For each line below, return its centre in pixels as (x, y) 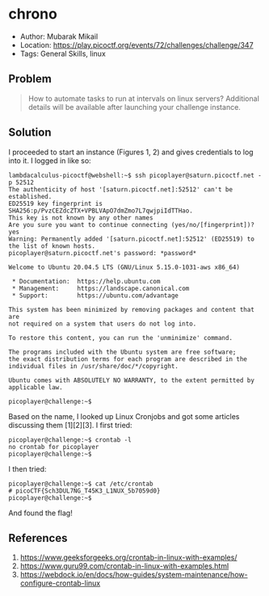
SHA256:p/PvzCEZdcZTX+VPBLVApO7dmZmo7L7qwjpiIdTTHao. (101, 211)
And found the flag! (40, 513)
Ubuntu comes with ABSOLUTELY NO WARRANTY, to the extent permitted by (131, 380)
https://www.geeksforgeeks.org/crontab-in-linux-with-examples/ (128, 557)
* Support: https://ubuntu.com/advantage (95, 296)
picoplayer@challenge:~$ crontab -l (70, 440)
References (38, 538)
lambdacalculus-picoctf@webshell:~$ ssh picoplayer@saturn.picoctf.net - (135, 175)
